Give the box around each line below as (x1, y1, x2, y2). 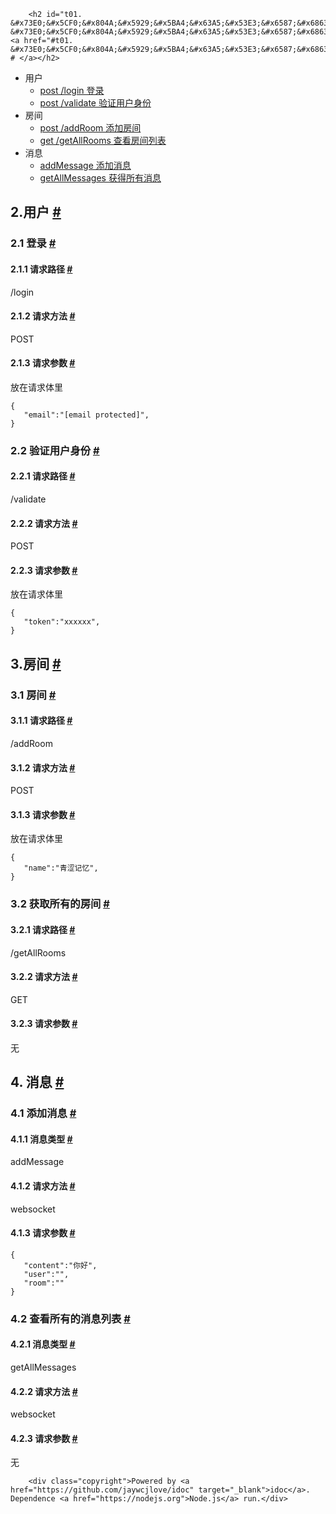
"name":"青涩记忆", (23, 863, 99, 874)
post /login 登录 (39, 85, 105, 96)
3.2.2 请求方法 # (10, 971, 78, 983)
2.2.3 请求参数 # (10, 564, 78, 576)
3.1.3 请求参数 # (10, 808, 76, 820)
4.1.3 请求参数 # (10, 1227, 76, 1239)
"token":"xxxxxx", (23, 617, 101, 627)
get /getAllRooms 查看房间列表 (39, 135, 167, 146)
